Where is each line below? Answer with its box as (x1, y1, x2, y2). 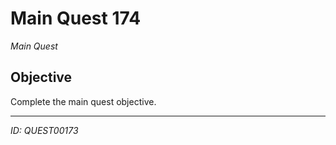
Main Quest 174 (10, 7, 142, 30)
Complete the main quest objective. (10, 95, 157, 107)
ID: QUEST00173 (10, 124, 79, 136)
